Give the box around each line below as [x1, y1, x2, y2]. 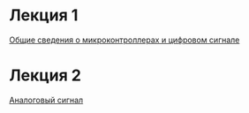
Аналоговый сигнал [9, 94, 84, 105]
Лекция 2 [9, 65, 82, 86]
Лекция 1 [9, 5, 79, 26]
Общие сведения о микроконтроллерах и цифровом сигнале [9, 34, 240, 45]
